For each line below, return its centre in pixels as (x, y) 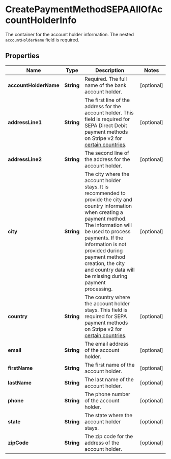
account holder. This (109, 112)
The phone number (108, 394)
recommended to (105, 193)
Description (110, 70)
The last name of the (109, 379)
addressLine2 (25, 159)
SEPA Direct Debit (106, 125)
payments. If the (104, 237)
